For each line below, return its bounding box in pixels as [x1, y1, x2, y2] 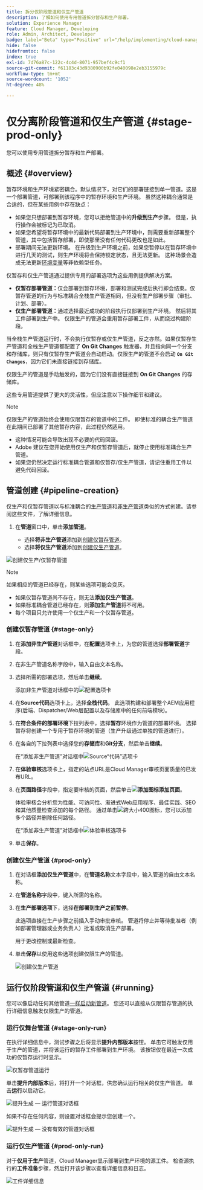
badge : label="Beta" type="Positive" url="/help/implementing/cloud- [6, 37, 185, 43]
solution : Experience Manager [6, 20, 83, 26]
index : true [6, 54, 36, 60]
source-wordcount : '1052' [6, 76, 71, 82]
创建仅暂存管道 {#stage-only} [6, 625, 94, 634]
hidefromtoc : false [6, 48, 56, 54]
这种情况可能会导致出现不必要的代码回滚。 [14, 436, 121, 443]
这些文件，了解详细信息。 [11, 510, 76, 517]
